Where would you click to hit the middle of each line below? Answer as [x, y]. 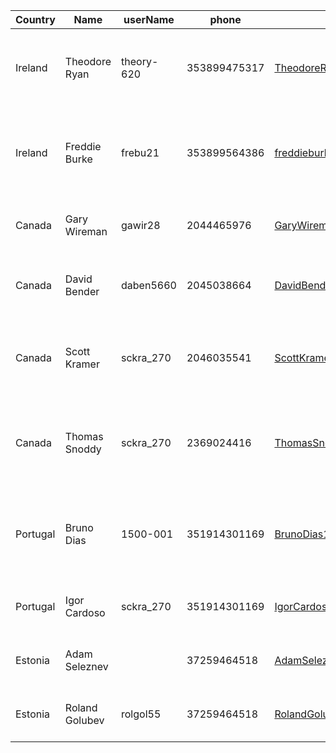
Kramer [82, 364]
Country [35, 19]
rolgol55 [141, 714]
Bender [82, 291]
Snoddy [83, 449]
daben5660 [149, 285]
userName [149, 19]
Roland [81, 707]
